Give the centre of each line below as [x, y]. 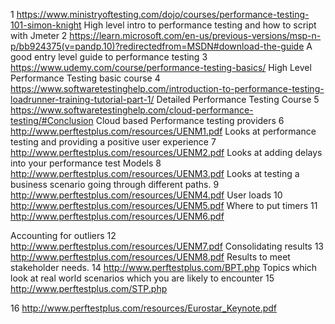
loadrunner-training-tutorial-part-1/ [82, 99]
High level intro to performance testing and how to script [200, 25]
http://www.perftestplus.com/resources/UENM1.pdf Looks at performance [163, 131]
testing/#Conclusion [52, 120]
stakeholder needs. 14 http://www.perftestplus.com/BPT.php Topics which [164, 267]
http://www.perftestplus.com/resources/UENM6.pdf [117, 216]
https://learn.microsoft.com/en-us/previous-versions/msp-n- [195, 35]
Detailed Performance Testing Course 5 [238, 99]
